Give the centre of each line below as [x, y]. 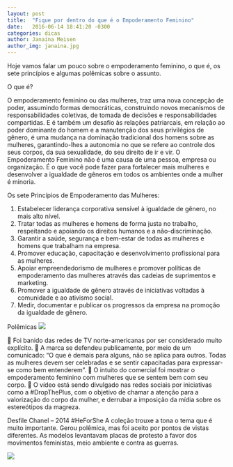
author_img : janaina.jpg [43, 46]
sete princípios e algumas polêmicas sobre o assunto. [84, 73]
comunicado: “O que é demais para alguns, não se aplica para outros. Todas [117, 355]
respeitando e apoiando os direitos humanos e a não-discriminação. [115, 231]
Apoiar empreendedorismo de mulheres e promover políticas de [109, 268]
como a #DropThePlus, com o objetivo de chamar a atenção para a [103, 392]
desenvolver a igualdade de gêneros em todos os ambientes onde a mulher [115, 174]
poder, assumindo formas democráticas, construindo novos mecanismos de [116, 108]
